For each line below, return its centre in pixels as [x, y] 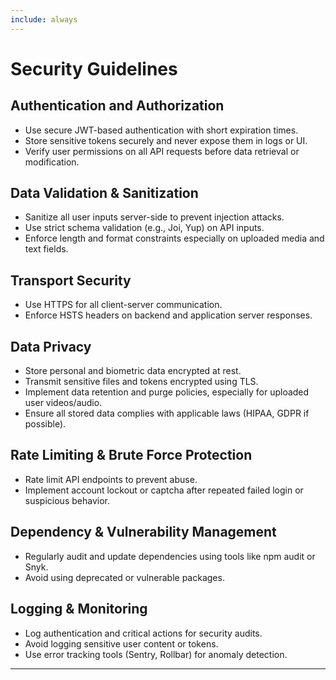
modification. [52, 162]
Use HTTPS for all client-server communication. [123, 305]
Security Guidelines [94, 68]
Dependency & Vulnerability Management [143, 532]
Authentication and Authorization [117, 106]
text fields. [46, 249]
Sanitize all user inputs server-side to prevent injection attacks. [154, 217]
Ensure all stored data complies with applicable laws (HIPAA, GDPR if [167, 413]
